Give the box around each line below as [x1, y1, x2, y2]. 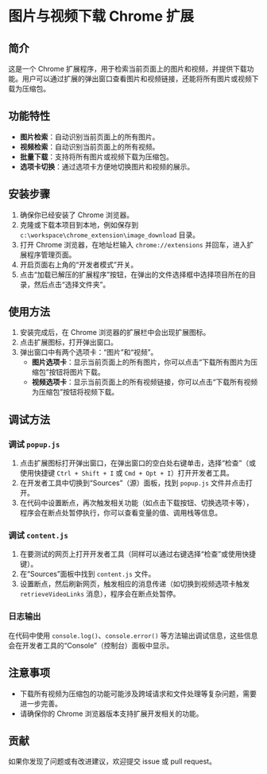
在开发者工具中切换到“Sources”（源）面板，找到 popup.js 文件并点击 [19, 478, 246, 488]
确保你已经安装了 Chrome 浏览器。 [19, 210, 134, 220]
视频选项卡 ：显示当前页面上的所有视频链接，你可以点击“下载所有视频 [31, 377, 258, 387]
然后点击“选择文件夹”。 [33, 279, 110, 289]
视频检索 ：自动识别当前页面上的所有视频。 [19, 142, 160, 151]
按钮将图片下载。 [48, 368, 105, 377]
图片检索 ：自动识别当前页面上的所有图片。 [19, 132, 160, 142]
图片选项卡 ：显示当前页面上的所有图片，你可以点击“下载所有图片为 [31, 357, 251, 367]
